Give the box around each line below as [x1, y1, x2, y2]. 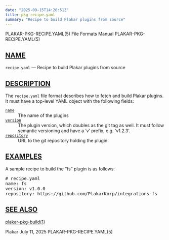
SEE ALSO [5, 205, 38, 214]
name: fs [5, 181, 27, 186]
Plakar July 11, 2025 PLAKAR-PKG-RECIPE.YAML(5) [5, 228, 113, 234]
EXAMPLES [5, 152, 42, 161]
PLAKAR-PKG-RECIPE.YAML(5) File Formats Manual [5, 31, 114, 37]
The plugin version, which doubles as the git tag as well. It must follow [18, 123, 164, 128]
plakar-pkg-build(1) [5, 219, 46, 225]
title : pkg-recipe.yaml [5, 12, 56, 17]
